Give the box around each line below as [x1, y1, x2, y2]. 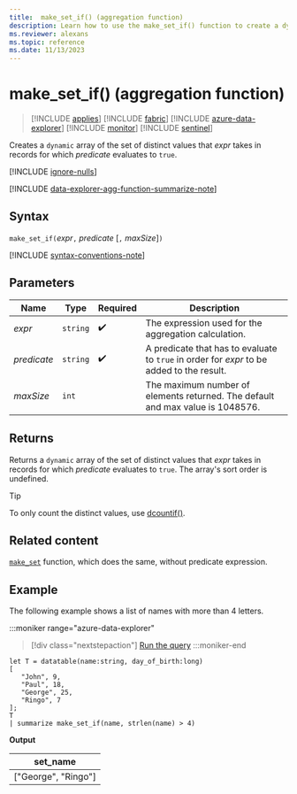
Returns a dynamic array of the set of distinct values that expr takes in [9, 454, 262, 465]
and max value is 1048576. [145, 400, 261, 412]
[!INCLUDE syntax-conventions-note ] [9, 250, 146, 260]
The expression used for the [145, 316, 263, 328]
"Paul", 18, [20, 681, 65, 690]
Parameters [9, 275, 75, 290]
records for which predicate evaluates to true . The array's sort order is [9, 464, 268, 474]
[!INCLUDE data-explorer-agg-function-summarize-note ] [9, 183, 217, 195]
